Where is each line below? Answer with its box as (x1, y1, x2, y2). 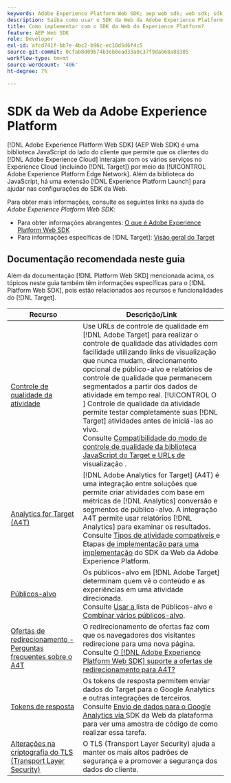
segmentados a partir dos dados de (82, 382, 198, 391)
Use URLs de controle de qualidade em (82, 322, 209, 331)
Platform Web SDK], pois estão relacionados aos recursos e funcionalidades (7, 286, 223, 295)
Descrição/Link (126, 310, 177, 320)
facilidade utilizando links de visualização (82, 347, 217, 357)
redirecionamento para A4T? (82, 665, 175, 675)
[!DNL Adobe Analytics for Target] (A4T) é (82, 470, 220, 480)
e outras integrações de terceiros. (82, 693, 192, 703)
